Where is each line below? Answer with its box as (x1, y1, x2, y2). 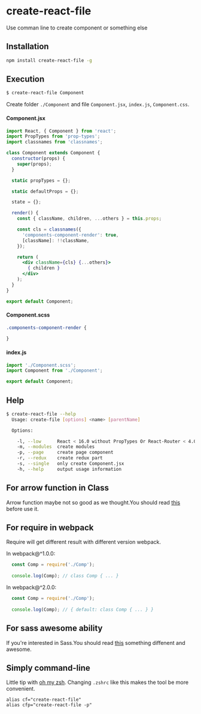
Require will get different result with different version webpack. (6, 539, 162, 546)
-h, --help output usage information (17, 466, 121, 472)
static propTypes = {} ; (11, 177, 71, 184)
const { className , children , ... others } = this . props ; (17, 216, 162, 222)
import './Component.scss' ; (6, 362, 77, 368)
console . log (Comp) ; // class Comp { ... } (11, 573, 119, 579)
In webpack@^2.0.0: (6, 584, 57, 591)
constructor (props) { (11, 156, 66, 162)
